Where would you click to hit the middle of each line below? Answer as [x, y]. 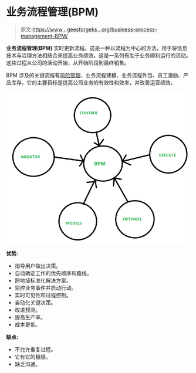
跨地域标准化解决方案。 [43, 280]
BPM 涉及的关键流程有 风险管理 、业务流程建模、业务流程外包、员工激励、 [95, 75]
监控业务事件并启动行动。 [45, 287]
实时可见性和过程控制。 [43, 295]
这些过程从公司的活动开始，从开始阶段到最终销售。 [68, 63]
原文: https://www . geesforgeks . [60, 29]
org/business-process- [129, 29]
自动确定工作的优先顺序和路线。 [53, 273]
